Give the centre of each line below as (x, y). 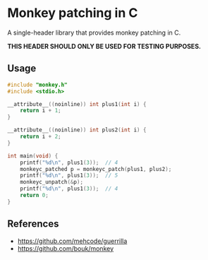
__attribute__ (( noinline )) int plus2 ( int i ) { (77, 130)
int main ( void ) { (33, 156)
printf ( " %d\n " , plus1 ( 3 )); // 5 (69, 176)
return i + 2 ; (41, 136)
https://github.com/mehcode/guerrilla (72, 241)
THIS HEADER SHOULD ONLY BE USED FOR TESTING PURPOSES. (104, 46)
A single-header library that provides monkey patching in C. (94, 32)
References (33, 224)
